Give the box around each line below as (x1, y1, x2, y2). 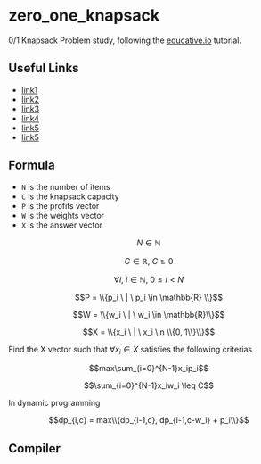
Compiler (8, 441, 61, 456)
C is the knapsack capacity (20, 191, 119, 202)
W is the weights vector (20, 210, 104, 220)
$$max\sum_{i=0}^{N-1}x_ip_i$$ (88, 363, 209, 374)
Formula (8, 158, 55, 173)
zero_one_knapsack (8, 5, 160, 26)
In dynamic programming (8, 398, 101, 409)
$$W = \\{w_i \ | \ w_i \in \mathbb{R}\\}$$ (72, 309, 225, 319)
